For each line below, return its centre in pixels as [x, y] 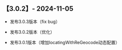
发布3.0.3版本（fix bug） [35, 22]
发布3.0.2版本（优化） [32, 32]
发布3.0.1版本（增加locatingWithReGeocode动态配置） [65, 42]
